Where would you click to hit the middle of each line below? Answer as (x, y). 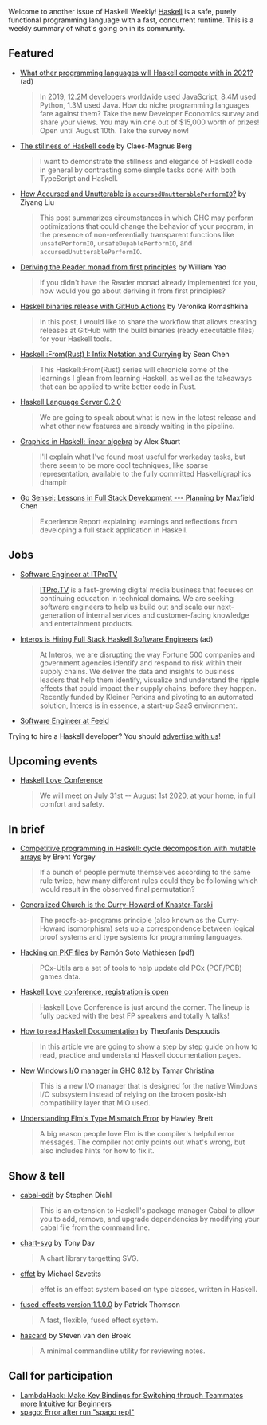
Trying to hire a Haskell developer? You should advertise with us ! (115, 736)
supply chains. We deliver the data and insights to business (137, 671)
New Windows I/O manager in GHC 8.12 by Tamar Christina (117, 1070)
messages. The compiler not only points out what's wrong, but (142, 1142)
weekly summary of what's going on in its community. (97, 28)
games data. (60, 976)
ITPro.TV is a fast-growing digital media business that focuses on (147, 590)
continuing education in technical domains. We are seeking (136, 598)
